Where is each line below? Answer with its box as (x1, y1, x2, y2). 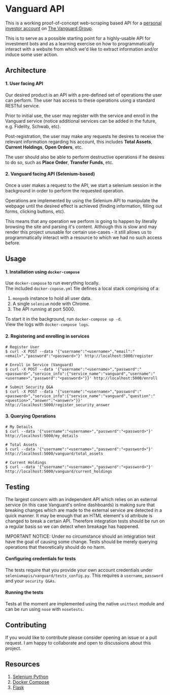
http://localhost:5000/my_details (5, 433, 79, 438)
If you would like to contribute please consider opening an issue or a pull (5, 634, 157, 641)
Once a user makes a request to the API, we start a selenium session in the (5, 182, 162, 188)
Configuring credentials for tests (5, 555, 76, 562)
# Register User (5, 344, 40, 349)
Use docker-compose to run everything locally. (5, 280, 100, 286)
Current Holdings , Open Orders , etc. (5, 144, 83, 150)
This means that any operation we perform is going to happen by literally (5, 218, 157, 224)
